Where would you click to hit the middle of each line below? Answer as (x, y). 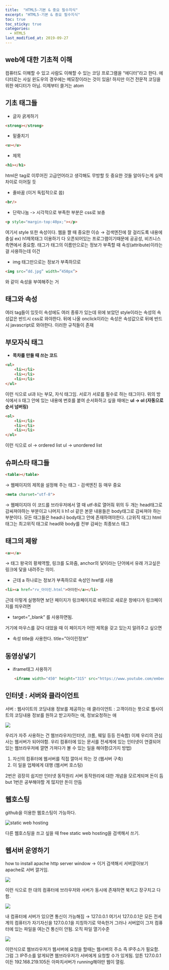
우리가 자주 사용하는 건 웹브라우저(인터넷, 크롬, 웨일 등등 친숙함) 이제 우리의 (79, 735)
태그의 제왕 (21, 541)
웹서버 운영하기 (27, 850)
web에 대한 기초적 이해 (39, 60)
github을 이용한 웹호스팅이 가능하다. (41, 813)
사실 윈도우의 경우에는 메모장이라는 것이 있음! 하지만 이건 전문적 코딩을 (92, 79)
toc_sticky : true (23, 24)
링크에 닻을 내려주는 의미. (30, 570)
